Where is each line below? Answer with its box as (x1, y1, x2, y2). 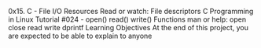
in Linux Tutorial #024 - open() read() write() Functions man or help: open (8, 15, 247, 24)
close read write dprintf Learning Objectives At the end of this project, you (8, 23, 249, 32)
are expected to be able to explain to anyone (8, 31, 153, 40)
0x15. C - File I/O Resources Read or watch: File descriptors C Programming (8, 7, 254, 15)
